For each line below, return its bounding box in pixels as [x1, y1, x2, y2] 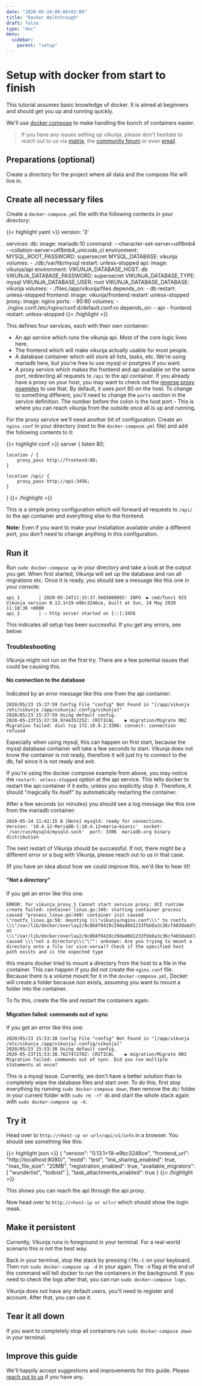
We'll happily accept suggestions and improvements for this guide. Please [6, 1367, 189, 1374]
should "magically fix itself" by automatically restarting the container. [6, 788, 177, 796]
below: [6, 628, 23, 635]
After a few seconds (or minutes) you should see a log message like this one [6, 800, 195, 807]
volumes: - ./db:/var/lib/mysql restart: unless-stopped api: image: [6, 260, 168, 267]
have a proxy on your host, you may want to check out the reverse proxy [14, 379, 195, 386]
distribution [6, 834, 39, 840]
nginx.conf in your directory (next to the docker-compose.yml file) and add [6, 422, 188, 429]
